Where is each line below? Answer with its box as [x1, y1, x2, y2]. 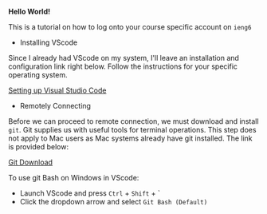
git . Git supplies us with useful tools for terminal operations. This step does [8, 125, 257, 134]
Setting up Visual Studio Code [8, 85, 107, 95]
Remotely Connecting [19, 101, 92, 110]
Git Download [8, 157, 53, 167]
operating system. [8, 70, 68, 79]
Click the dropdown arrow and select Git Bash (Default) [19, 197, 208, 206]
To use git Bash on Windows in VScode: [8, 173, 139, 182]
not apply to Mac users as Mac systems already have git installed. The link [8, 133, 253, 143]
